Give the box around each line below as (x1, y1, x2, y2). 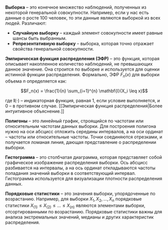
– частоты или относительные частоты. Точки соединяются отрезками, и (5, 134, 162, 140)
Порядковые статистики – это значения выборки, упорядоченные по (5, 190, 155, 196)
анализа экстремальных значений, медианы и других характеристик (5, 214, 154, 220)
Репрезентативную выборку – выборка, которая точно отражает (12, 41, 154, 47)
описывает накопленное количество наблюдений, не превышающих (5, 61, 153, 67)
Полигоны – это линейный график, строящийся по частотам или (5, 118, 144, 124)
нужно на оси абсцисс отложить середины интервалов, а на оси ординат (5, 128, 163, 134)
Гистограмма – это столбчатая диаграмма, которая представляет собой (5, 154, 162, 160)
